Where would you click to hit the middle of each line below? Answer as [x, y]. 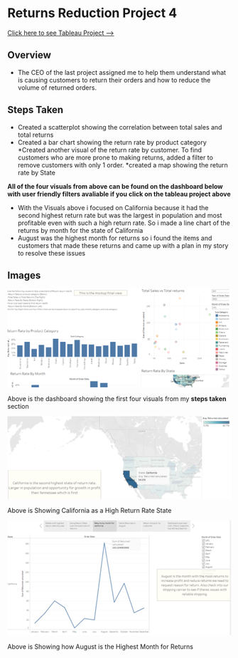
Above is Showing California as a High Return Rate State [90, 510]
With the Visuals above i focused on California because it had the [113, 207]
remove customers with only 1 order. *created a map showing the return [123, 164]
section [18, 407]
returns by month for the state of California [80, 230]
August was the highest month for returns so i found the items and [115, 238]
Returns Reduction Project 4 [92, 13]
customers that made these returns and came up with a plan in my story [123, 245]
